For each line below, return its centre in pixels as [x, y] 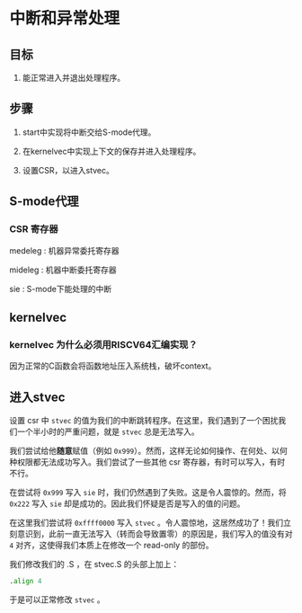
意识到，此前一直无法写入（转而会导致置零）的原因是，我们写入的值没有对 [155, 534]
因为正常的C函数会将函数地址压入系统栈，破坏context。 [113, 366]
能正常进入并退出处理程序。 [74, 78]
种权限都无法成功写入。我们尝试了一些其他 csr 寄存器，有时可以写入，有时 [147, 462]
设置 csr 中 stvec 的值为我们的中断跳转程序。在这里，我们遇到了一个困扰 [144, 420]
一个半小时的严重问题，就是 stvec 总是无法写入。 [108, 431]
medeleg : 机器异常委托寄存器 [64, 250]
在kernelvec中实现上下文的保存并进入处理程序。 [111, 151]
